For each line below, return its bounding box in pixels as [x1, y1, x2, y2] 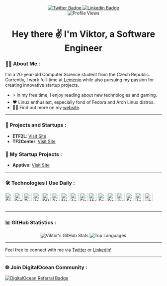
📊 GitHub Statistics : [5, 219, 57, 226]
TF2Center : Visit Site [12, 138, 56, 144]
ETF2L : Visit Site [12, 133, 46, 139]
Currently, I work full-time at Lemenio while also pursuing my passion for [5, 77, 154, 83]
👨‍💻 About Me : [5, 60, 41, 67]
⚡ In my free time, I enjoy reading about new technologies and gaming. [12, 92, 158, 98]
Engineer [64, 42, 103, 54]
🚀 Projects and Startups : [5, 122, 67, 129]
